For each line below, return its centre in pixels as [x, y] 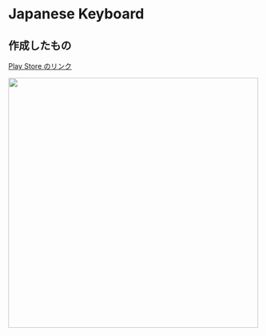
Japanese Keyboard [76, 14]
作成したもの [40, 45]
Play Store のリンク [40, 66]
